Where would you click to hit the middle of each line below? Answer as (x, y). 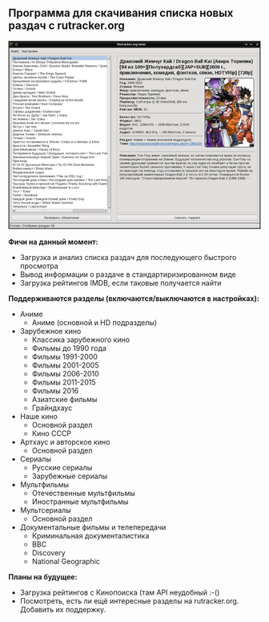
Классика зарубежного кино (81, 339)
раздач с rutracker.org (67, 26)
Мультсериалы (45, 510)
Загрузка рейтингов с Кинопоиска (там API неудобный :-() (120, 592)
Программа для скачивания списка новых (121, 13)
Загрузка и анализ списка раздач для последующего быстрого (128, 257)
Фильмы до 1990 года (69, 348)
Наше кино (39, 416)
